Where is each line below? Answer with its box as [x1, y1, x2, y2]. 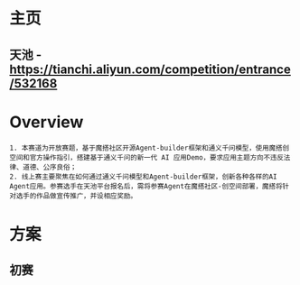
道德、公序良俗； [22, 162, 77, 171]
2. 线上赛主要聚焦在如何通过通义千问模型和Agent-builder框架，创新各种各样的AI [9, 172, 277, 181]
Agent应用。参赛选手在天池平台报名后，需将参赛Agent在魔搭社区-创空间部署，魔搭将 [9, 181, 283, 190]
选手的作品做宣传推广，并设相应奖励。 [15, 191, 137, 200]
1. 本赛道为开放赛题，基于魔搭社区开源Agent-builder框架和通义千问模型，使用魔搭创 [9, 143, 290, 152]
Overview [9, 112, 84, 132]
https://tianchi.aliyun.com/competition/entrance [9, 61, 291, 77]
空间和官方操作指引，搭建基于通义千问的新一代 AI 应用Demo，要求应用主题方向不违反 [9, 152, 285, 162]
